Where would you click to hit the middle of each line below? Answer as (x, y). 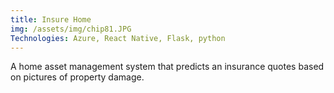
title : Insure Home (51, 19)
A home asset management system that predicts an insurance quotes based (167, 67)
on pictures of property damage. (77, 77)
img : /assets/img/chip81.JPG (71, 29)
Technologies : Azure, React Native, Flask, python (118, 38)
